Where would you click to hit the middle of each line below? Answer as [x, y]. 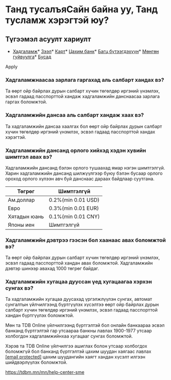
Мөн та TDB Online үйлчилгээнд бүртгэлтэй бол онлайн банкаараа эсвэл [85, 325]
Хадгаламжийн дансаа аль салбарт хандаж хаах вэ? [75, 115]
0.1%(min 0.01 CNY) [74, 217]
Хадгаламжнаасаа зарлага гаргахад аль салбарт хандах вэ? [85, 80]
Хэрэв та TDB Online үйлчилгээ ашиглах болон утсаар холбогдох [76, 346]
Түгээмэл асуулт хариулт [48, 39]
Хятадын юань [26, 217]
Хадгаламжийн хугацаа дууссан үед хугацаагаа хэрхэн [79, 282]
